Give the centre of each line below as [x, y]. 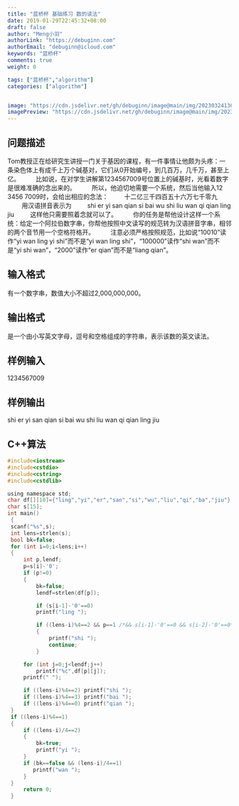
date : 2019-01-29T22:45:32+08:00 [57, 21]
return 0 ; [38, 790]
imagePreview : [28, 112]
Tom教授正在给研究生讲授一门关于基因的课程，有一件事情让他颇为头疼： [113, 161]
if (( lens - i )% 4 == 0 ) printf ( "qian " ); [79, 704]
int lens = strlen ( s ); [41, 533]
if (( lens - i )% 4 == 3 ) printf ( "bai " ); [78, 697]
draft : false [27, 27]
